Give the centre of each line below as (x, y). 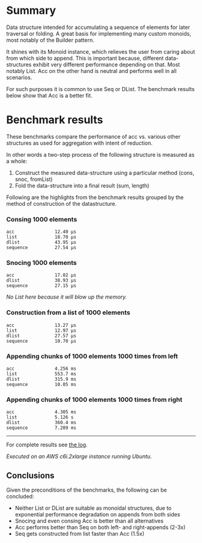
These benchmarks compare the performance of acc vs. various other (93, 136)
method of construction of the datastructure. (62, 203)
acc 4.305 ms (41, 412)
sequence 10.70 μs (41, 341)
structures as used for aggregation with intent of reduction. (79, 143)
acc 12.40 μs (41, 232)
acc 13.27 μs (41, 325)
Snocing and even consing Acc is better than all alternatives (89, 521)
